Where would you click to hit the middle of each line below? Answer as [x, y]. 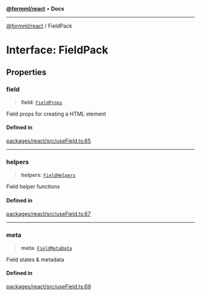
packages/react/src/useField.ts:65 [49, 141]
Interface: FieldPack [57, 50]
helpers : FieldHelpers [48, 175]
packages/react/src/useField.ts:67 [48, 214]
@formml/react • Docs [35, 9]
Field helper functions [33, 187]
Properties [26, 72]
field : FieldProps [42, 102]
